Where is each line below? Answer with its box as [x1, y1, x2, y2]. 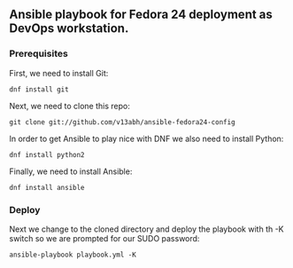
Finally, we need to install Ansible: [9, 166, 133, 177]
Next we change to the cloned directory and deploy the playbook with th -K [9, 224, 285, 234]
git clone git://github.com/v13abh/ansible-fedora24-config [9, 117, 236, 127]
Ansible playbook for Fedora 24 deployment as [9, 7, 273, 22]
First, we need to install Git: [9, 67, 109, 78]
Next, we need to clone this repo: [9, 100, 130, 111]
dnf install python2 [9, 150, 86, 159]
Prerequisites [9, 48, 68, 60]
